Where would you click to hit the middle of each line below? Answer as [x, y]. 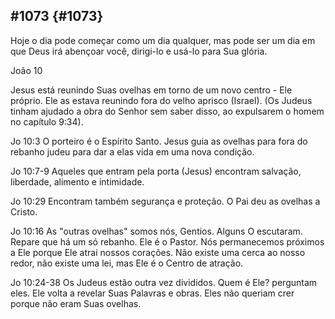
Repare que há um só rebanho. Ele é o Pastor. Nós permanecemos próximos [167, 241]
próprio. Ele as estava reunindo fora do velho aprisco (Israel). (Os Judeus [161, 100]
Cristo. [24, 211]
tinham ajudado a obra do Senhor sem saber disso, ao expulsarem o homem [167, 111]
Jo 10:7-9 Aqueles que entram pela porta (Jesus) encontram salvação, [156, 171]
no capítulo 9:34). [47, 121]
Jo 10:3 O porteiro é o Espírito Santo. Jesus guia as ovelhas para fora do [159, 141]
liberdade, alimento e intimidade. [77, 181]
